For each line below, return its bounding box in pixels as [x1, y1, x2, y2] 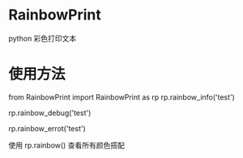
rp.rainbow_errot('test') [8, 123, 87, 133]
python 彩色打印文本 [8, 33, 77, 43]
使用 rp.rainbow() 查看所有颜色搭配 [8, 140, 126, 150]
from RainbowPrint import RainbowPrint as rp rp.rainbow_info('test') [8, 92, 235, 102]
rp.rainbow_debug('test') [8, 108, 92, 117]
